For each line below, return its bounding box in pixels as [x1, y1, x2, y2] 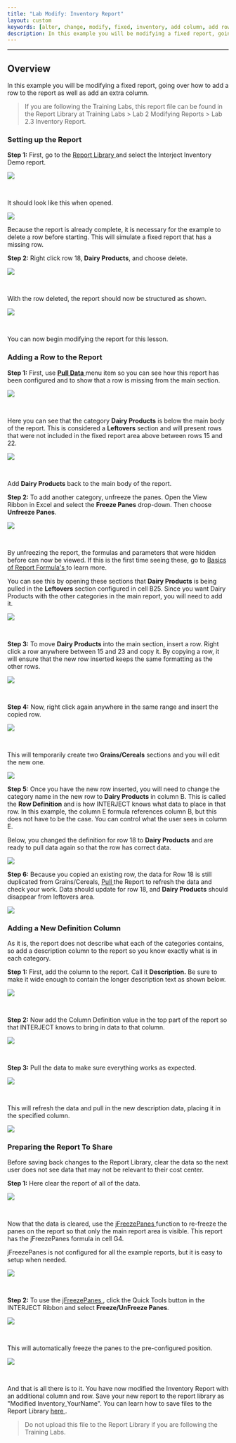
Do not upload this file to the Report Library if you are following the [24, 1420, 218, 1429]
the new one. [7, 757, 46, 767]
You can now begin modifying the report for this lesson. [7, 335, 169, 343]
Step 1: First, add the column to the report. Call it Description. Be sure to [7, 968, 218, 976]
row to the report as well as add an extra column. [7, 89, 149, 97]
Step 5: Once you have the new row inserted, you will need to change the [7, 785, 220, 793]
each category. [7, 954, 51, 962]
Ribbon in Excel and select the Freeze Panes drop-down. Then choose [7, 500, 212, 508]
